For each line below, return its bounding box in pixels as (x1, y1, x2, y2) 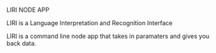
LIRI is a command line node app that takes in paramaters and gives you (6, 32, 210, 40)
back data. (6, 39, 37, 47)
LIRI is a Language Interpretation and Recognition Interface (6, 19, 173, 26)
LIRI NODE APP (6, 6, 49, 14)
